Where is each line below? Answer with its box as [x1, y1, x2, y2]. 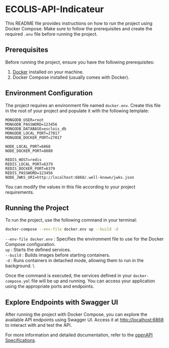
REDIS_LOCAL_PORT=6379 [5, 162, 53, 167]
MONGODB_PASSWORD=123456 [5, 122, 58, 127]
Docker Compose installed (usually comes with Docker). [12, 74, 130, 80]
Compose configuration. [5, 241, 56, 247]
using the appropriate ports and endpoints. [5, 283, 94, 289]
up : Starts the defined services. [5, 246, 72, 253]
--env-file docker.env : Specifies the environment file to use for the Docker [5, 236, 164, 242]
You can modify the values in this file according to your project [5, 183, 136, 190]
